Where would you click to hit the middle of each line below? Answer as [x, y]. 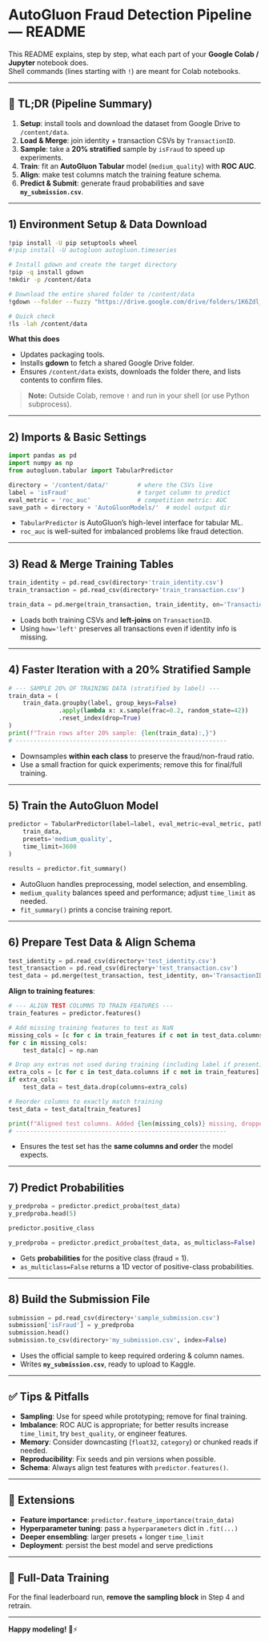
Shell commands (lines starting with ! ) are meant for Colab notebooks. [124, 71]
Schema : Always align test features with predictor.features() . [124, 1467]
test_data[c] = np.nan [60, 1050]
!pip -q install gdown [46, 272]
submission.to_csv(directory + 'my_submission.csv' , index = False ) [118, 1340]
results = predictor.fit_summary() [68, 868]
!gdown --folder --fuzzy [50, 302]
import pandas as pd [43, 455]
